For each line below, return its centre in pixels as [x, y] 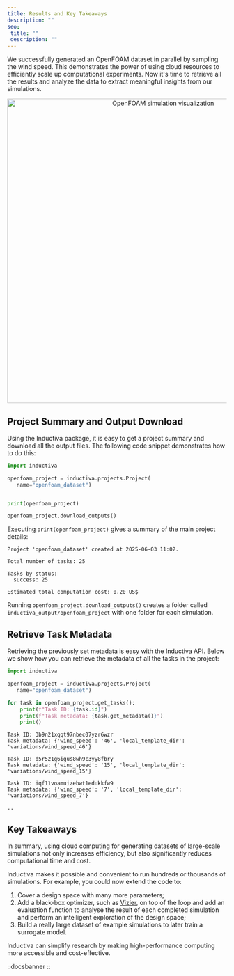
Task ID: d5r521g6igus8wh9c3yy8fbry [60, 759]
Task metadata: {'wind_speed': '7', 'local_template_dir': [95, 790]
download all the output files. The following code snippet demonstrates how [116, 446]
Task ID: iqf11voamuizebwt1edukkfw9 [60, 784]
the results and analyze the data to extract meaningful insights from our [110, 81]
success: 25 [31, 580]
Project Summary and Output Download [95, 422]
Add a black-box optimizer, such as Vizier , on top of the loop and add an [121, 903]
